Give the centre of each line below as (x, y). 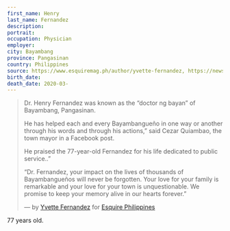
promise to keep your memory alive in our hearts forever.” (105, 194)
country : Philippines (38, 64)
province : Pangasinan (38, 58)
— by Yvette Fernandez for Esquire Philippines (89, 207)
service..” (37, 159)
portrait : (21, 33)
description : (26, 26)
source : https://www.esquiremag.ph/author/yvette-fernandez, (96, 71)
